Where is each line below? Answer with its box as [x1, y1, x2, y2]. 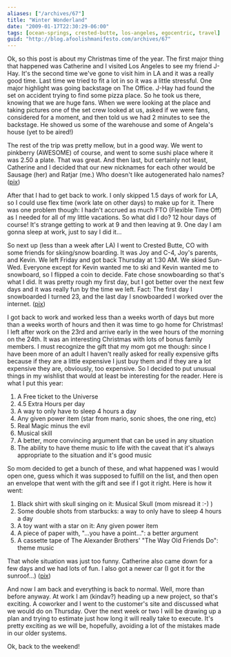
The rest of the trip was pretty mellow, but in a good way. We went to [7, 141, 203, 150]
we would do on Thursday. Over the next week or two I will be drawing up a [7, 607, 222, 616]
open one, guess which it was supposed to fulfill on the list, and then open [7, 472, 219, 480]
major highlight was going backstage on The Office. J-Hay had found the [7, 84, 215, 92]
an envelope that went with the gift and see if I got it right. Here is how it [7, 479, 212, 487]
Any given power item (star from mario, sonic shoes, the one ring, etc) [17, 414, 217, 423]
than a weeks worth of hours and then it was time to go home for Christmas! [7, 321, 223, 329]
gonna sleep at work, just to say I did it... [7, 228, 122, 236]
